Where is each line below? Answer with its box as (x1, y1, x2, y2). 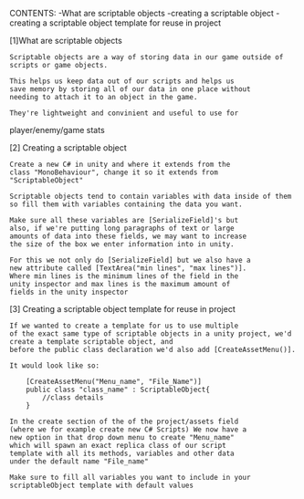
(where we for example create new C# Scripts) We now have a (9, 425, 247, 434)
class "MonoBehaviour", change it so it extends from (9, 168, 219, 177)
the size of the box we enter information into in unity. (9, 240, 235, 249)
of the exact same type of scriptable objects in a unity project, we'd (9, 329, 292, 338)
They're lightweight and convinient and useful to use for (9, 109, 239, 118)
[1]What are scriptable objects (9, 36, 123, 46)
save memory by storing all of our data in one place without (9, 85, 251, 94)
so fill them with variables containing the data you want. (9, 200, 244, 209)
